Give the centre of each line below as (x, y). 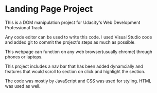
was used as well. (23, 86)
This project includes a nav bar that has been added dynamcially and (74, 66)
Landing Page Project (49, 9)
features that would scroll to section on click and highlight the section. (75, 71)
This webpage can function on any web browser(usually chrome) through (79, 52)
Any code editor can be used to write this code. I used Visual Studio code (78, 37)
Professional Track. (24, 27)
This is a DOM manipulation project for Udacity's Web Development (73, 22)
